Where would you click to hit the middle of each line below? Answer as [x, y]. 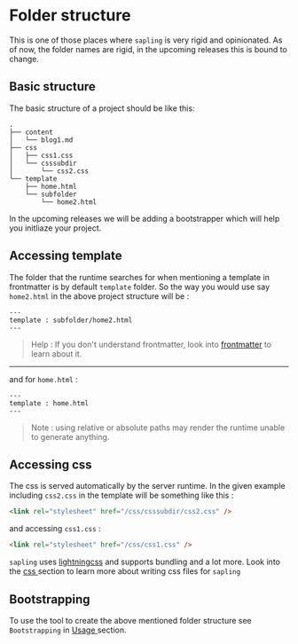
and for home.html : [43, 379]
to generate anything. [70, 436]
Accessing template [66, 256]
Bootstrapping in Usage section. [68, 630]
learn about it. [56, 353]
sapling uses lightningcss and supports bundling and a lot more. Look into [145, 562]
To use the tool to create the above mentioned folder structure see [131, 620]
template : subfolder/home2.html [71, 320]
